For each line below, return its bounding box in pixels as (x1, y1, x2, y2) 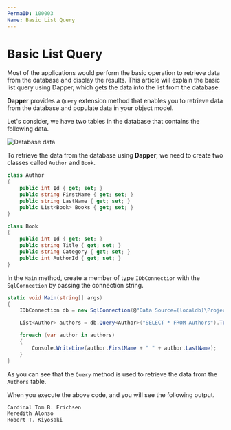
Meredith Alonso (7, 410, 54, 417)
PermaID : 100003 (7, 10, 54, 17)
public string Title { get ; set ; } (19, 242, 122, 249)
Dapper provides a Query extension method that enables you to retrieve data (7, 97, 223, 105)
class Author (7, 172, 45, 179)
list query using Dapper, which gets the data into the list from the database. (7, 83, 221, 92)
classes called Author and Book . (7, 159, 96, 167)
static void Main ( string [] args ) (7, 294, 103, 301)
